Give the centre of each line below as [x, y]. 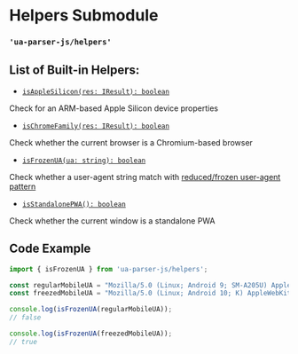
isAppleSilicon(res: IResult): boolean [96, 91]
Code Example [50, 249]
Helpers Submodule [84, 16]
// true [24, 342]
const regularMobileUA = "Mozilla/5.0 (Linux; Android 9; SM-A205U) [138, 285]
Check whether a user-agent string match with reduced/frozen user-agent [145, 177]
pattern [23, 186]
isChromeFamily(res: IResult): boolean [96, 126]
